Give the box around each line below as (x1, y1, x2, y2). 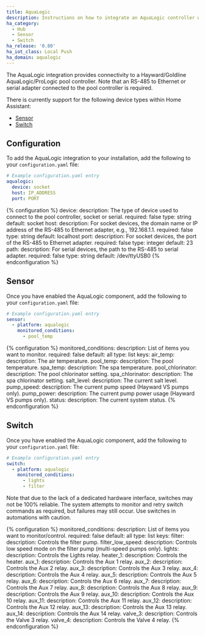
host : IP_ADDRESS (12, 190, 56, 196)
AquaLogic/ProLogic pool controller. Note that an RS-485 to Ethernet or (6, 78, 186, 85)
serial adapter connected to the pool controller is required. (6, 84, 153, 92)
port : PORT (12, 195, 40, 201)
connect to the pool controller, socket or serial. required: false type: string (6, 213, 192, 220)
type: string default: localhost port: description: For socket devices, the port (6, 233, 197, 240)
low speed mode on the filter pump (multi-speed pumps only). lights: (6, 545, 179, 552)
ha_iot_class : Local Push (6, 49, 72, 55)
